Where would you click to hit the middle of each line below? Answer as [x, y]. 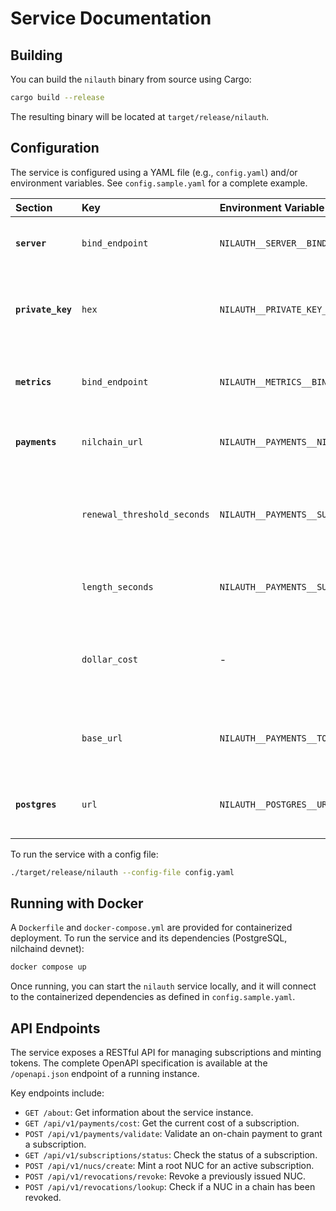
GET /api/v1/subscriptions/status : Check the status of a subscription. [171, 1155]
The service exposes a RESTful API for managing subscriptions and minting [166, 1053]
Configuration [55, 148]
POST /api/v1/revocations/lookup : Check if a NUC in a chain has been [170, 1187]
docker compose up [48, 967]
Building [36, 55]
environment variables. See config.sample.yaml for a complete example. [159, 183]
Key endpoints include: [57, 1093]
